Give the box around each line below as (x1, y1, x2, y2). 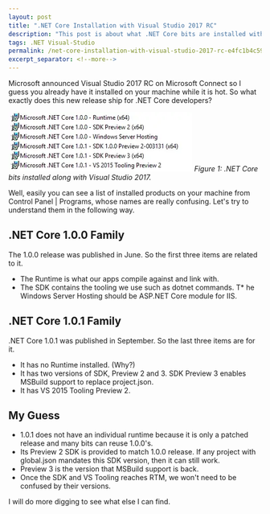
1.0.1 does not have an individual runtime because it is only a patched (19, 430, 249, 440)
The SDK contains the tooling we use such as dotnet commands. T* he (19, 282, 255, 292)
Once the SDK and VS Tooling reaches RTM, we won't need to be (19, 473, 237, 483)
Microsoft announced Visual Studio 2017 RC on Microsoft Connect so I (8, 79, 242, 88)
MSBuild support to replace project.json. (19, 376, 154, 386)
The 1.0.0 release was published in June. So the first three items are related (8, 249, 258, 259)
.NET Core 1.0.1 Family (8, 315, 122, 328)
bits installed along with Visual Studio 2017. (8, 173, 152, 182)
